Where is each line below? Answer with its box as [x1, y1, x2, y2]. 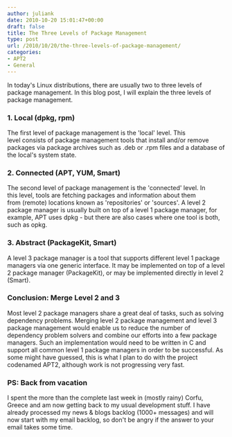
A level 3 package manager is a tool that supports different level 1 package [7, 254, 220, 262]
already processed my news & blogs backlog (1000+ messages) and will [7, 409, 214, 417]
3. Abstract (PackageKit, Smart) [7, 238, 117, 248]
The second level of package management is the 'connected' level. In [7, 184, 206, 192]
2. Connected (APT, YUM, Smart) [7, 168, 121, 178]
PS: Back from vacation [7, 377, 88, 387]
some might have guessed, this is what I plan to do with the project [7, 353, 198, 361]
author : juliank [7, 10, 54, 17]
